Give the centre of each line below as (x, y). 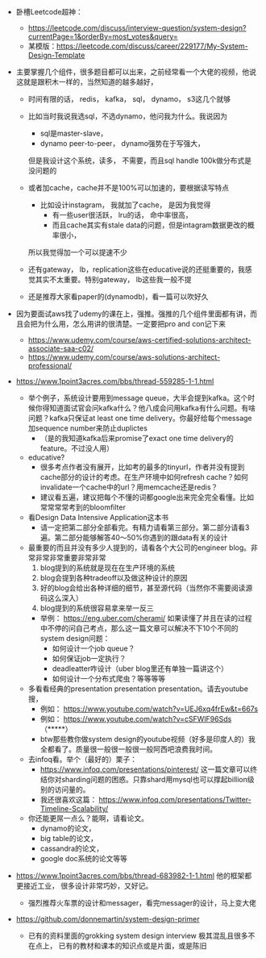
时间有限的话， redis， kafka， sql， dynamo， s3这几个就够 (129, 99)
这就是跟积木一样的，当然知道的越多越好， (87, 82)
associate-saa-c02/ (61, 348)
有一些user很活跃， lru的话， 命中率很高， (123, 215)
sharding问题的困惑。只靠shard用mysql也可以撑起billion (154, 779)
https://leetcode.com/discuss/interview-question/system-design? (137, 28)
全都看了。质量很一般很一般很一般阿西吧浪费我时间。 (129, 749)
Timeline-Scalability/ (74, 808)
